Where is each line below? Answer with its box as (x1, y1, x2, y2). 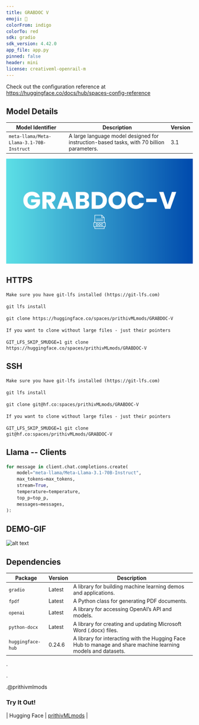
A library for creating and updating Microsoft (73, 620, 182, 627)
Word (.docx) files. (73, 627, 118, 634)
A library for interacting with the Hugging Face (73, 635, 186, 642)
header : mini (6, 59, 38, 65)
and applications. (73, 589, 115, 596)
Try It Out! (6, 698, 36, 707)
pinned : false (6, 53, 41, 59)
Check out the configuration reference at (6, 83, 106, 90)
